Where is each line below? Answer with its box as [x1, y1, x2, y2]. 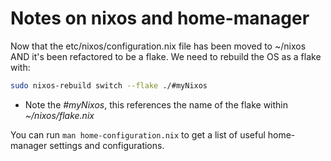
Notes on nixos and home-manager [10, 7, 310, 30]
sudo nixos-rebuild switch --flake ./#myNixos [10, 80, 208, 91]
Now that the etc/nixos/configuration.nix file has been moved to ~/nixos [10, 40, 307, 52]
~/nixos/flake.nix [24, 109, 95, 121]
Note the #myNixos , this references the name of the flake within [24, 98, 289, 111]
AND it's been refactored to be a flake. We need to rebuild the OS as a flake [10, 50, 322, 62]
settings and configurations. [49, 139, 165, 151]
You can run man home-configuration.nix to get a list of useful [10, 128, 266, 141]
